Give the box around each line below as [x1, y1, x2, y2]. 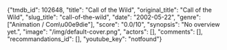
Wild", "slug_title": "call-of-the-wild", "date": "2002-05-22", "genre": [7, 13, 201, 21]
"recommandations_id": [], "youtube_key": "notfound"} [7, 35, 162, 43]
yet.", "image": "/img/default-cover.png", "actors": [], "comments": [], [7, 27, 203, 36]
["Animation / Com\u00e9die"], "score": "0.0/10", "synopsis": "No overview [7, 21, 220, 28]
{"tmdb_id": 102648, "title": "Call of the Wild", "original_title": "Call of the [7, 6, 212, 14]
